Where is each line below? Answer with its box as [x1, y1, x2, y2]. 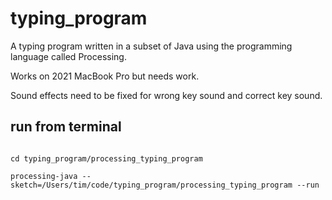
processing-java [10, 171, 78, 181]
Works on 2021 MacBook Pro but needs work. [10, 70, 200, 82]
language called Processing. [10, 50, 127, 62]
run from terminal [10, 118, 122, 136]
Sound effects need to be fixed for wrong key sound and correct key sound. [10, 89, 323, 101]
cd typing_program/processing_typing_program [10, 153, 203, 164]
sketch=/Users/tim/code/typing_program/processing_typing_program [10, 180, 293, 190]
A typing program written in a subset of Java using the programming [10, 40, 293, 52]
